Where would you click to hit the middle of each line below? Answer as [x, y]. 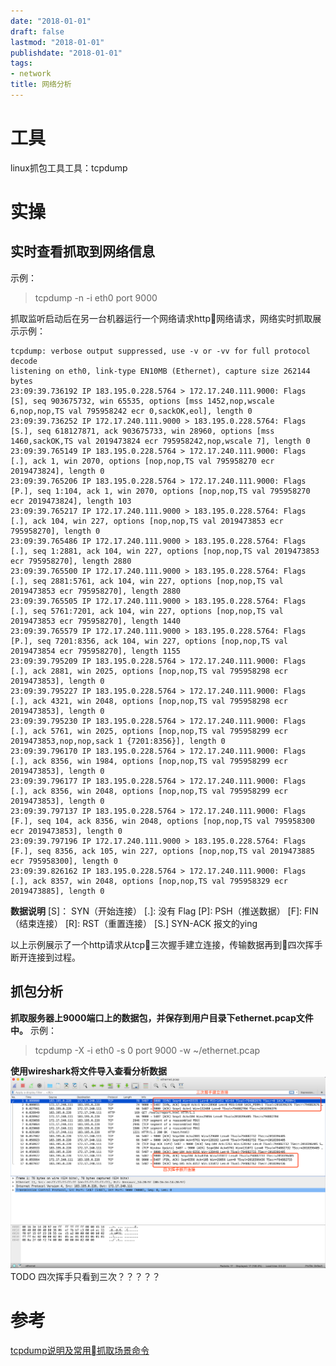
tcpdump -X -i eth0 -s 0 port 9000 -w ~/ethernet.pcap [147, 1050]
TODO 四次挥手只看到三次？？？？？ [86, 1277]
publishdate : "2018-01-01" [66, 53]
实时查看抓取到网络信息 [82, 251]
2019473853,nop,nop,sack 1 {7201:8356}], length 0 [118, 741]
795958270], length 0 [55, 531]
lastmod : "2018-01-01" [57, 42]
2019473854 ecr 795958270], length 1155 [96, 651]
